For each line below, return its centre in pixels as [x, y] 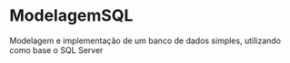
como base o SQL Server [56, 49]
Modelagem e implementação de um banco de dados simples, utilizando [145, 40]
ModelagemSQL [71, 16]
